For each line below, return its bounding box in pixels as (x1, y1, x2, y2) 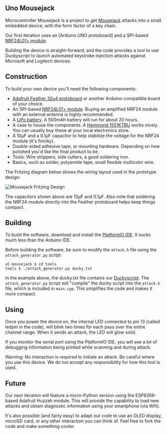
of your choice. (12, 100, 44, 106)
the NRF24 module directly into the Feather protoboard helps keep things (5, 198, 156, 204)
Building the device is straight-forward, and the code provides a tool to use (5, 47, 159, 53)
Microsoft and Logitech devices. (5, 57, 71, 64)
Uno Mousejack (5, 4, 55, 12)
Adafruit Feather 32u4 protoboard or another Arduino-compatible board (12, 95, 161, 101)
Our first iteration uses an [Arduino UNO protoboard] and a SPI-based (5, 32, 149, 38)
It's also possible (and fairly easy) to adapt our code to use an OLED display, (5, 412, 162, 419)
